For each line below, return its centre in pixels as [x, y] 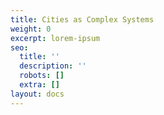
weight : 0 [31, 29]
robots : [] [42, 76]
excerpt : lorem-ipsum [55, 38]
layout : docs [37, 94]
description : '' [53, 66]
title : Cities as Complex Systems [82, 19]
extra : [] [39, 85]
